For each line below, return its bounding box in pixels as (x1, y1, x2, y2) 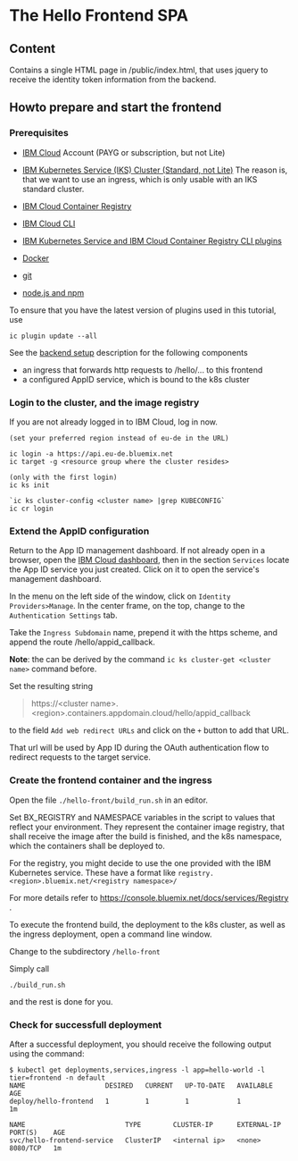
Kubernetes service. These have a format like (9, 867, 177, 878)
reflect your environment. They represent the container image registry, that (9, 821, 286, 832)
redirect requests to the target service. (9, 752, 152, 762)
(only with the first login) (9, 473, 118, 482)
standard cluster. (21, 183, 85, 194)
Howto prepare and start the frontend (9, 100, 222, 115)
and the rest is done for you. (9, 996, 113, 1006)
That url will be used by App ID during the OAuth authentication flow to (9, 743, 269, 753)
